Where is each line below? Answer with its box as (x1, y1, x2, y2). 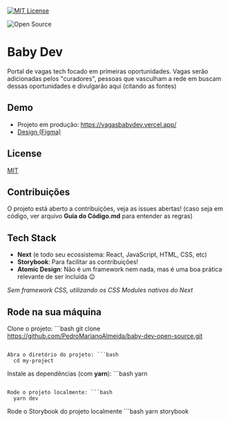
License (7, 148, 42, 159)
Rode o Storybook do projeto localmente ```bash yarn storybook (7, 407, 189, 415)
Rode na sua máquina (7, 306, 102, 318)
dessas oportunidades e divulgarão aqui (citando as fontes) (7, 82, 177, 90)
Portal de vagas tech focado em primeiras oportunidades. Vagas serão (7, 67, 209, 76)
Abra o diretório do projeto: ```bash (7, 351, 119, 358)
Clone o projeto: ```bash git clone (7, 324, 101, 333)
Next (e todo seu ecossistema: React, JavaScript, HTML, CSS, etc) (17, 250, 207, 259)
